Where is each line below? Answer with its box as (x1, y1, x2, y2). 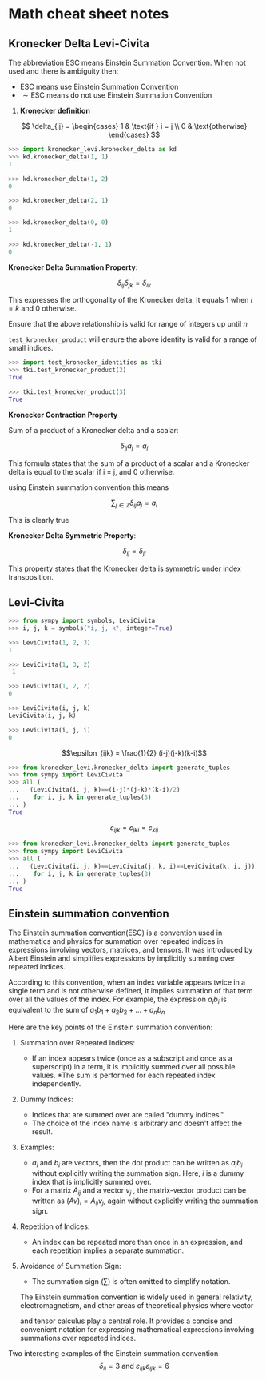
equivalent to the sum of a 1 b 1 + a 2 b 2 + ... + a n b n (8, 1005, 165, 1017)
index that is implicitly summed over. (31, 1177, 152, 1186)
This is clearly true (8, 515, 69, 525)
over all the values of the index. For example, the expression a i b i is (8, 994, 228, 1006)
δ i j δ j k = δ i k (117, 278, 152, 289)
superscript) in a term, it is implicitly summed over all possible (31, 1061, 236, 1071)
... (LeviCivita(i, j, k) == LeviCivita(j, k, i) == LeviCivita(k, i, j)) (8, 862, 256, 871)
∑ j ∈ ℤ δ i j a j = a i (110, 498, 158, 509)
